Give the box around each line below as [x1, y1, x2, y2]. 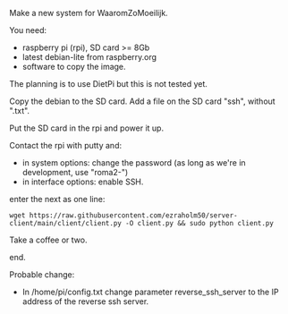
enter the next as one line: [9, 194, 106, 204]
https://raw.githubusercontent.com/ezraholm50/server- [29, 211, 239, 220]
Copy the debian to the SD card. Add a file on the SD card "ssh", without [9, 96, 275, 106]
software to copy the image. [21, 62, 127, 72]
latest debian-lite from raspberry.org [21, 52, 157, 62]
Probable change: [9, 269, 75, 280]
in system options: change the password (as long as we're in [21, 157, 246, 168]
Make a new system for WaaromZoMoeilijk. [9, 8, 168, 18]
